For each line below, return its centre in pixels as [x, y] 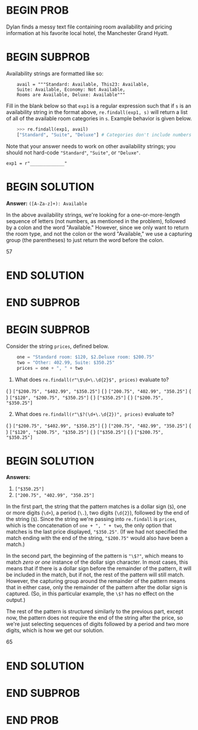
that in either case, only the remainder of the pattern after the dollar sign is [97, 588]
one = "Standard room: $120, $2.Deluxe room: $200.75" [86, 357]
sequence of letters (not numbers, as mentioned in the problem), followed [96, 221]
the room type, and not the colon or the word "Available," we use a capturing [99, 234]
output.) [16, 600]
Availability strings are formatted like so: [55, 73]
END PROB [33, 720]
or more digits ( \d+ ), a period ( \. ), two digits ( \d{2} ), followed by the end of [98, 513]
